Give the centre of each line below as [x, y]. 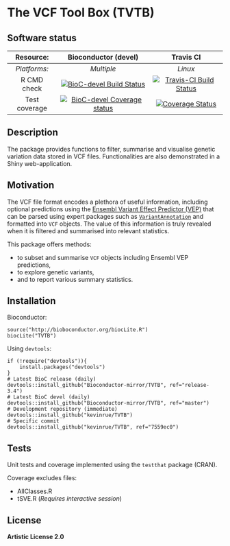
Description [33, 133]
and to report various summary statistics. [75, 279]
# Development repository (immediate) [62, 409]
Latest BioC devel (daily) [52, 397]
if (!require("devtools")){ [47, 361]
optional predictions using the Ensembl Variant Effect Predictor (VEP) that [111, 209]
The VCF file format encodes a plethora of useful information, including [107, 202]
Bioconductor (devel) [103, 57]
